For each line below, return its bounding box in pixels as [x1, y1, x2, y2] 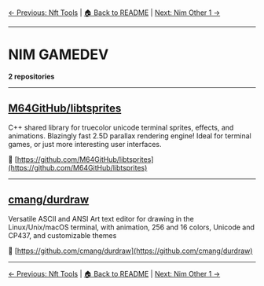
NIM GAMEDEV [8, 46, 109, 64]
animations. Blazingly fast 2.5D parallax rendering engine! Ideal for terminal [8, 130, 251, 141]
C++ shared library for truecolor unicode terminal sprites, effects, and [8, 123, 234, 132]
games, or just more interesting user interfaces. [8, 139, 163, 148]
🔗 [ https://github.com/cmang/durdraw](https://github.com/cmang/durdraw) [8, 246, 253, 255]
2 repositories [8, 71, 55, 81]
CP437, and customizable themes [8, 230, 117, 240]
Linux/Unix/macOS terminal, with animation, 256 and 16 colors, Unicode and [8, 222, 255, 232]
